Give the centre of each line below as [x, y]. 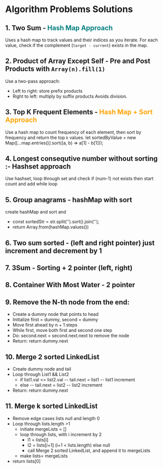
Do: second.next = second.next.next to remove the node [71, 336]
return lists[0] [27, 461]
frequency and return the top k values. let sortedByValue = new [71, 138]
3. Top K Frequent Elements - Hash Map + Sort [79, 112]
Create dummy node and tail [42, 369]
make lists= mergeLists [44, 456]
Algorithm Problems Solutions [69, 9]
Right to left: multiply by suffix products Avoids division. [70, 96]
